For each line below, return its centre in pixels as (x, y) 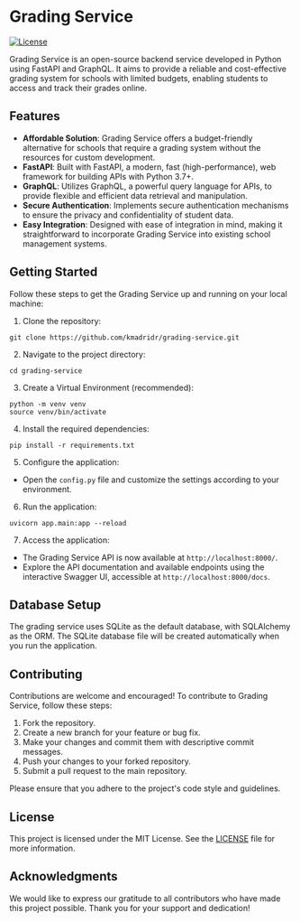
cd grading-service (46, 371)
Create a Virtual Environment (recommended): (108, 387)
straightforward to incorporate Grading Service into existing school (146, 234)
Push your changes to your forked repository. (107, 761)
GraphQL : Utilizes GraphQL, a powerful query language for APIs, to (147, 186)
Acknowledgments (64, 876)
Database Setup (55, 605)
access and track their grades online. (78, 88)
